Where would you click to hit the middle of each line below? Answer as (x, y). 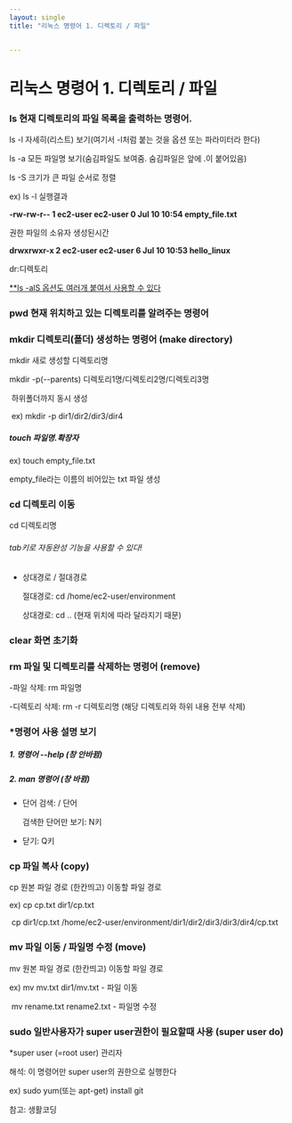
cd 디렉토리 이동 (42, 505)
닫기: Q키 (38, 841)
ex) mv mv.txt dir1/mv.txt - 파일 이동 (73, 987)
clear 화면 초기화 (44, 640)
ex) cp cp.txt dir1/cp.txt (52, 905)
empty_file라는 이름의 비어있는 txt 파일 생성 (85, 479)
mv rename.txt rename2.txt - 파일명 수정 (84, 1006)
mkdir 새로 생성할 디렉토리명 (59, 360)
